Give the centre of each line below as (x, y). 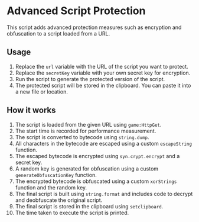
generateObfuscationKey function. (56, 175)
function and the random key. (51, 187)
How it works (31, 110)
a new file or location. (42, 91)
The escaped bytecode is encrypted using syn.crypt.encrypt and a (97, 156)
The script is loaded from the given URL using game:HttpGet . (88, 124)
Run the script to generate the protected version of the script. (90, 79)
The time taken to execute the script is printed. (72, 213)
